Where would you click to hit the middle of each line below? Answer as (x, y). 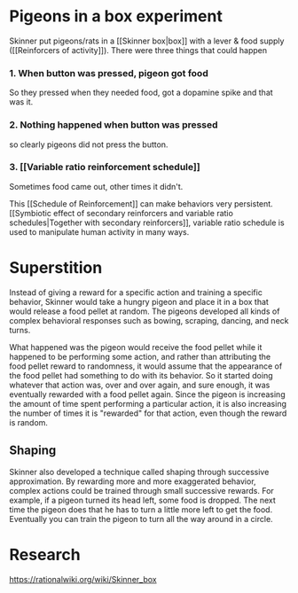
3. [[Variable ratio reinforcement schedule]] (105, 168)
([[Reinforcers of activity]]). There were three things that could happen (138, 50)
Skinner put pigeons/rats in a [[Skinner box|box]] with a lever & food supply (147, 41)
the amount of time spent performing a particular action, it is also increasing (148, 403)
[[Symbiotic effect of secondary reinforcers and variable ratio (121, 213)
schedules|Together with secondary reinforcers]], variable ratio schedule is (147, 222)
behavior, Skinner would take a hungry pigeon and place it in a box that (139, 301)
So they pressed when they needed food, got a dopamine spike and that (141, 93)
